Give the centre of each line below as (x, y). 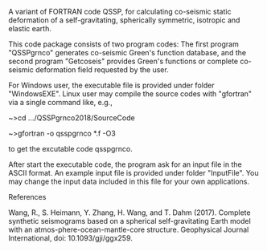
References (27, 197)
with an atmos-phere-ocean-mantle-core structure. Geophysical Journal (129, 229)
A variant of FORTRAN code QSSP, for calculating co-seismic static (120, 12)
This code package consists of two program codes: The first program (123, 44)
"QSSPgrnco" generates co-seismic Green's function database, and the (127, 53)
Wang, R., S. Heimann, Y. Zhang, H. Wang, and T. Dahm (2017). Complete (129, 213)
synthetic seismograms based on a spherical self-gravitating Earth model (129, 221)
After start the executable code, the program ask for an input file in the (125, 164)
